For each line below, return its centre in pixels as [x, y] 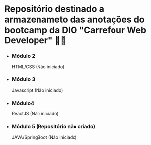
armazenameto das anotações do [75, 19]
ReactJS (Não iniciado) [35, 114]
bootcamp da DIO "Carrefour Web [75, 30]
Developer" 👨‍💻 [35, 41]
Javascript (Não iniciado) [37, 90]
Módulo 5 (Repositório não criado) [54, 127]
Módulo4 [23, 103]
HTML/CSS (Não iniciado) [38, 67]
